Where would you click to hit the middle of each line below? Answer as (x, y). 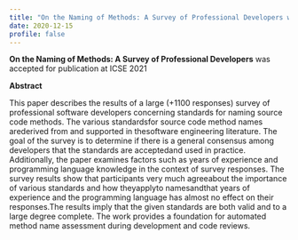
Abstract (26, 86)
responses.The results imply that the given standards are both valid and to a (148, 207)
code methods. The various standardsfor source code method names (136, 122)
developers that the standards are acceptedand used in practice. (128, 150)
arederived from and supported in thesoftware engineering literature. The (143, 132)
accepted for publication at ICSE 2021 (78, 68)
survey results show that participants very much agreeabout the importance (148, 179)
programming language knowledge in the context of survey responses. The (147, 169)
